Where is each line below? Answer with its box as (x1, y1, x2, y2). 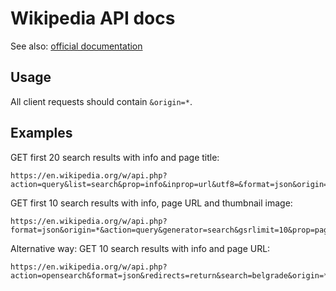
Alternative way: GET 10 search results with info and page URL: (10, 242, 271, 254)
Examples (10, 125, 73, 142)
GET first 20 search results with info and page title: (10, 151, 220, 163)
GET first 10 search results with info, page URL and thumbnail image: (10, 197, 293, 209)
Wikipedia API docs (10, 7, 176, 30)
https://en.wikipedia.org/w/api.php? (10, 262, 168, 272)
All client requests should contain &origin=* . (10, 95, 193, 107)
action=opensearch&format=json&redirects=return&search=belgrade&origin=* (10, 270, 329, 281)
